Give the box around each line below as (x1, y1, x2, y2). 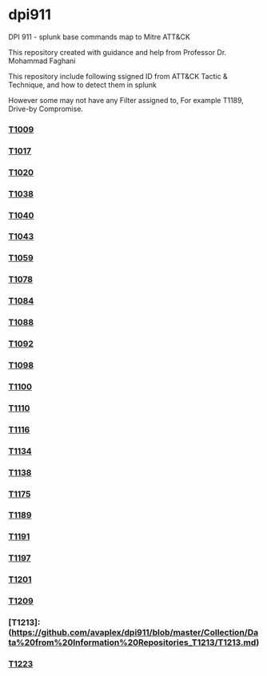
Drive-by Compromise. (8, 104, 84, 113)
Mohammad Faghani (8, 56, 76, 66)
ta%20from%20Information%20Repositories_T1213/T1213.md (8, 637, 257, 648)
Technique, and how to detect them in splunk (8, 80, 157, 89)
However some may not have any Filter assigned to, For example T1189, (8, 95, 244, 105)
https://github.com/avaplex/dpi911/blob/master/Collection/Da (11, 627, 258, 638)
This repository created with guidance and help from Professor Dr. (8, 47, 227, 57)
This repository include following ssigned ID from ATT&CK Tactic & (8, 71, 228, 81)
